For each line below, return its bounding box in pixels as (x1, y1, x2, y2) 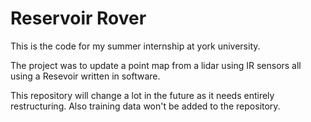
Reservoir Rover (10, 7, 147, 30)
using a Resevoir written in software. (10, 70, 161, 82)
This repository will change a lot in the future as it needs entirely (10, 89, 275, 101)
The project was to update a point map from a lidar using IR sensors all (10, 59, 302, 71)
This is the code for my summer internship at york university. (10, 40, 261, 52)
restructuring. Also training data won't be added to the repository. (10, 100, 281, 112)
